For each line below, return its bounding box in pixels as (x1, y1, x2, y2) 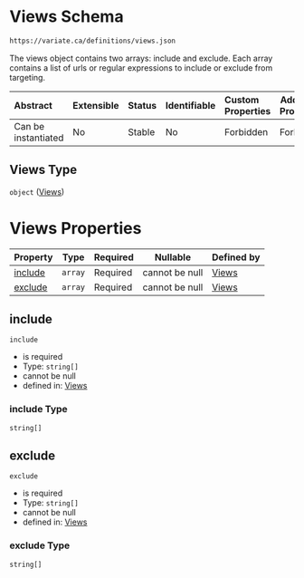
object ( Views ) (9, 186, 65, 197)
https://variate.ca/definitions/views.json (9, 36, 176, 45)
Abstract (14, 99, 52, 111)
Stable (128, 125, 156, 138)
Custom (224, 93, 260, 106)
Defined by (211, 251, 261, 264)
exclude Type (9, 539, 71, 552)
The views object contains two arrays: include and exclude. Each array (9, 53, 273, 63)
